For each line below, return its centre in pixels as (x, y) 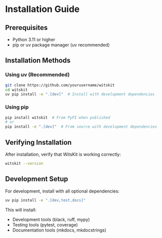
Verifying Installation (38, 142)
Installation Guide (42, 9)
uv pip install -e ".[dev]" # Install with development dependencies (80, 94)
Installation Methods (38, 61)
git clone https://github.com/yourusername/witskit (60, 85)
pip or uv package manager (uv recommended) (61, 45)
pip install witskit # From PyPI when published (58, 118)
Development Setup (37, 179)
